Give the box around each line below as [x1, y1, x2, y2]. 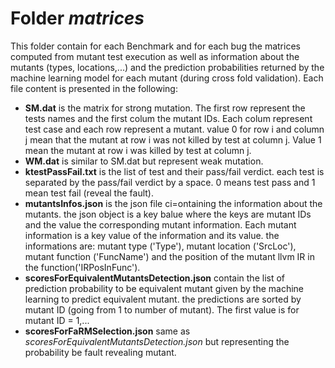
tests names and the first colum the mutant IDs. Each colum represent [24, 112, 313, 124]
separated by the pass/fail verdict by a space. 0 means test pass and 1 [24, 176, 316, 188]
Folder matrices [10, 7, 145, 30]
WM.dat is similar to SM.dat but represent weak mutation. [24, 155, 264, 167]
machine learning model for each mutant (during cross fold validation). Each [10, 72, 324, 84]
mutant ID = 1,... [24, 314, 90, 326]
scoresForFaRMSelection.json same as [24, 325, 191, 337]
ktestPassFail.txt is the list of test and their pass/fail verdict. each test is [24, 165, 325, 177]
